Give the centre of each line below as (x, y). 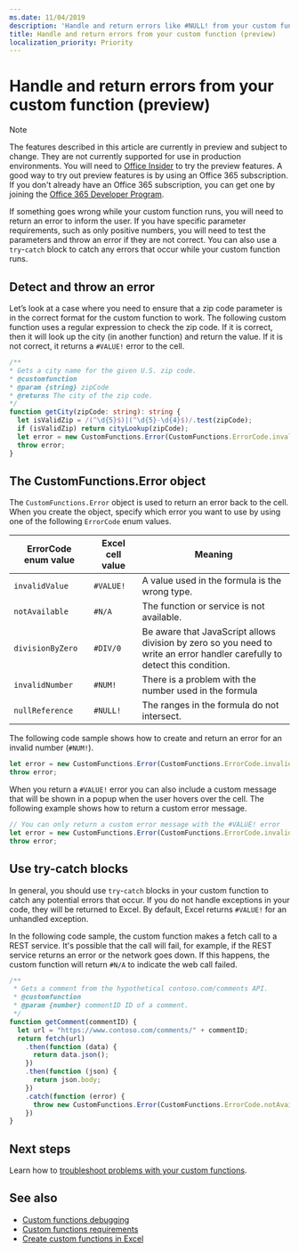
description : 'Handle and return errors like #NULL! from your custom (143, 26)
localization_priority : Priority (71, 42)
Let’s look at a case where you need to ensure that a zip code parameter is (146, 308)
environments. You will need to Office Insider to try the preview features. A (146, 166)
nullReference (44, 711)
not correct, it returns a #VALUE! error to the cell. (97, 346)
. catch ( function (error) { (75, 1096)
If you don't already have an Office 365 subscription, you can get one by (142, 185)
